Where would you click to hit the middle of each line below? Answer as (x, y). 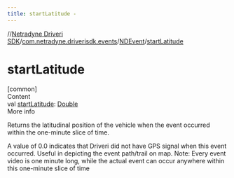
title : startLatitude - (42, 14)
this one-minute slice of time (48, 168)
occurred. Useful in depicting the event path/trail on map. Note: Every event (117, 153)
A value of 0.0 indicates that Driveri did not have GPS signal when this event (117, 146)
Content (19, 96)
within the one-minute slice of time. (58, 132)
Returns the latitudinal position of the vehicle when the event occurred (109, 125)
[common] (22, 89)
